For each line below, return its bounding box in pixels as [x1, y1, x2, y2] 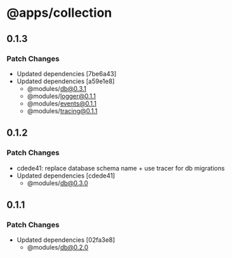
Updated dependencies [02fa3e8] [16, 236, 115, 244]
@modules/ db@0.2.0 [27, 243, 89, 252]
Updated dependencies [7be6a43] [16, 69, 117, 78]
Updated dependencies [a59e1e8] [16, 77, 115, 85]
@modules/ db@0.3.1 [27, 84, 87, 92]
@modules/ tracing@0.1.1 [27, 106, 98, 115]
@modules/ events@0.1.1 [27, 99, 97, 108]
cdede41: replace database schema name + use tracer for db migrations [16, 164, 225, 172]
